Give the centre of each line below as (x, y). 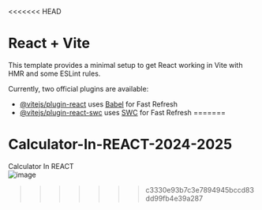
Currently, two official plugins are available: (79, 88)
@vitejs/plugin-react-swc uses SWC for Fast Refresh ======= (123, 112)
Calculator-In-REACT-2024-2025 (120, 144)
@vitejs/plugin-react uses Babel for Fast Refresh (99, 104)
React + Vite (49, 43)
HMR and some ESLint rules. (54, 73)
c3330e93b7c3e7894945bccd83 (200, 189)
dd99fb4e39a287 (174, 198)
